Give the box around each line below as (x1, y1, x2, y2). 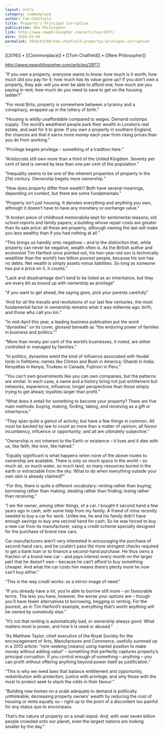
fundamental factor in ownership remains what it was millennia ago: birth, (5, 304, 153, 310)
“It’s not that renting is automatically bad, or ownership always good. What (5, 618, 155, 624)
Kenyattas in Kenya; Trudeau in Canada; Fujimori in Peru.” (5, 363, 121, 369)
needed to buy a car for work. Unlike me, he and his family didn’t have (5, 513, 146, 519)
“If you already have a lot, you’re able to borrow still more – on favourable (5, 588, 153, 594)
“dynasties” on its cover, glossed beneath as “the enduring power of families (5, 324, 159, 330)
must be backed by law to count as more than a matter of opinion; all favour (5, 423, 158, 429)
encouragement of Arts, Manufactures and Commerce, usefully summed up (5, 638, 158, 644)
